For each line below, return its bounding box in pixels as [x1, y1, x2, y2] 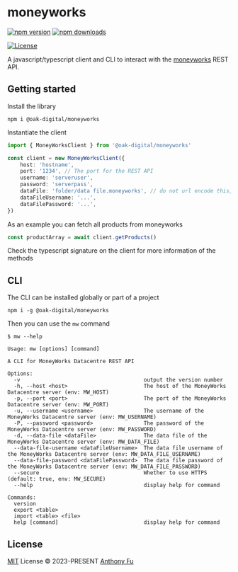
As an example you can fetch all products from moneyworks [7, 220, 183, 229]
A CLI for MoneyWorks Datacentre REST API [7, 358, 135, 365]
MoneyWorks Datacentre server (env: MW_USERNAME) [7, 413, 157, 421]
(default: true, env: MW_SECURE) [7, 476, 106, 483]
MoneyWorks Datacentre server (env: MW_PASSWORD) [7, 426, 157, 433]
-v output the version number [13, 377, 223, 384]
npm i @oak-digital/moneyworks [7, 115, 100, 122]
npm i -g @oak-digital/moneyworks [7, 307, 110, 314]
